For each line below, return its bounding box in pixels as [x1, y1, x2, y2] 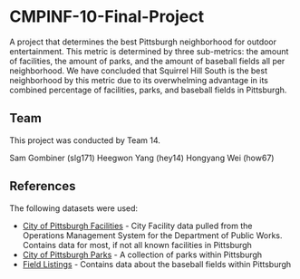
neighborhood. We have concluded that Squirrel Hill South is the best [9, 65, 267, 76]
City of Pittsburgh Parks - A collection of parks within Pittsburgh [22, 249, 263, 260]
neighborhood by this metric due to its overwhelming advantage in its [9, 74, 269, 85]
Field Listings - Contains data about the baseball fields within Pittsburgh [22, 258, 292, 269]
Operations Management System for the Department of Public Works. [22, 229, 283, 241]
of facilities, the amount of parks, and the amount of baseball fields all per [9, 55, 285, 66]
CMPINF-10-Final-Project [9, 6, 205, 27]
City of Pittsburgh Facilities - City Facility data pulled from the [22, 220, 253, 231]
